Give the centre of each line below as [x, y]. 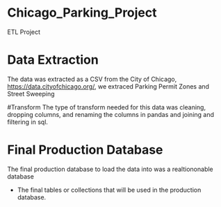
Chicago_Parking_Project [82, 13]
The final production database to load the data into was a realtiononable [110, 169]
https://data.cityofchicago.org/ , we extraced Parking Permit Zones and [108, 86]
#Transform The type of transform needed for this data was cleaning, [107, 107]
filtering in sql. [28, 122]
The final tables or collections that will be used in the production [109, 190]
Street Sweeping [31, 93]
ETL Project [24, 32]
